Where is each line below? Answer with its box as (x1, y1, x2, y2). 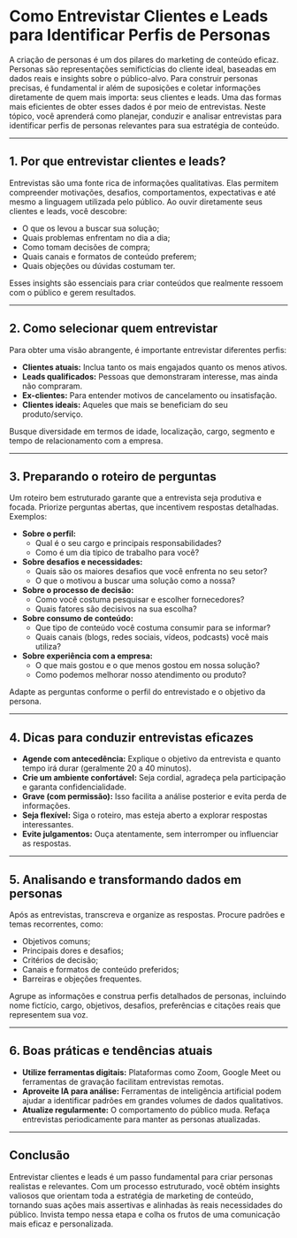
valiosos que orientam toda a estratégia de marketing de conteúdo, (9, 1190, 254, 1201)
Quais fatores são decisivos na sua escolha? (34, 604, 197, 614)
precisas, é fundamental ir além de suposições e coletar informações (9, 82, 261, 93)
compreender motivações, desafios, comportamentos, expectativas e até (9, 187, 277, 197)
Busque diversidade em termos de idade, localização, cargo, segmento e (9, 426, 276, 436)
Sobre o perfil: (21, 528, 77, 539)
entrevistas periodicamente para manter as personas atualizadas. (21, 1113, 261, 1125)
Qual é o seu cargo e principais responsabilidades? (34, 538, 222, 549)
